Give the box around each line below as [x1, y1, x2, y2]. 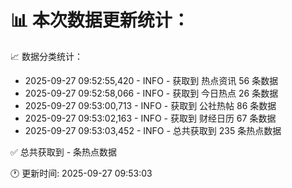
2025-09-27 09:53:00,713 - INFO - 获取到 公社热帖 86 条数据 [24, 99, 277, 111]
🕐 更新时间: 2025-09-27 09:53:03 [10, 167, 153, 179]
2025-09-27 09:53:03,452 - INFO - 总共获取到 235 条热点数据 [24, 124, 282, 136]
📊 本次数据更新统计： [10, 9, 190, 32]
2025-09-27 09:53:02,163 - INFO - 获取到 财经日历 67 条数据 [24, 112, 277, 124]
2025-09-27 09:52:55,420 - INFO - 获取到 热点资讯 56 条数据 [24, 74, 279, 86]
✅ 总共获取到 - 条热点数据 [10, 146, 118, 158]
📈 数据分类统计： [10, 50, 83, 62]
